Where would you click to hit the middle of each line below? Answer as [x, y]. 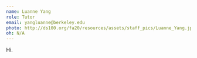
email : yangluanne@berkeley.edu [45, 22]
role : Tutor [21, 17]
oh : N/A [16, 33]
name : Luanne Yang [28, 11]
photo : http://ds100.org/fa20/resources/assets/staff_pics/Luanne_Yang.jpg [101, 28]
